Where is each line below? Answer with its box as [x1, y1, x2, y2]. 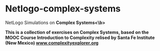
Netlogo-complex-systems [5, 3, 121, 14]
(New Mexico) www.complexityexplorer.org [5, 39, 99, 45]
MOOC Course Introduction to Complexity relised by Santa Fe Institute [5, 34, 155, 40]
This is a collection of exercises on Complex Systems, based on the [5, 29, 149, 35]
